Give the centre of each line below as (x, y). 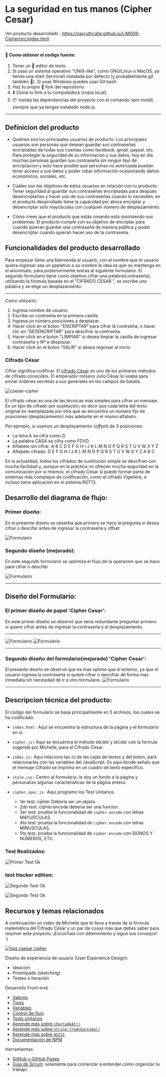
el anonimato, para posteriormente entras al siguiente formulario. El (74, 270)
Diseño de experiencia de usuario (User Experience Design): (67, 958)
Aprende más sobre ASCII (39, 1034)
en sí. (18, 732)
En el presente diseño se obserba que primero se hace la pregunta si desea (82, 523)
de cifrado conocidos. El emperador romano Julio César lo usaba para (77, 376)
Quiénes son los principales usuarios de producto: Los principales (80, 139)
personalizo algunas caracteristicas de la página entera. (69, 782)
